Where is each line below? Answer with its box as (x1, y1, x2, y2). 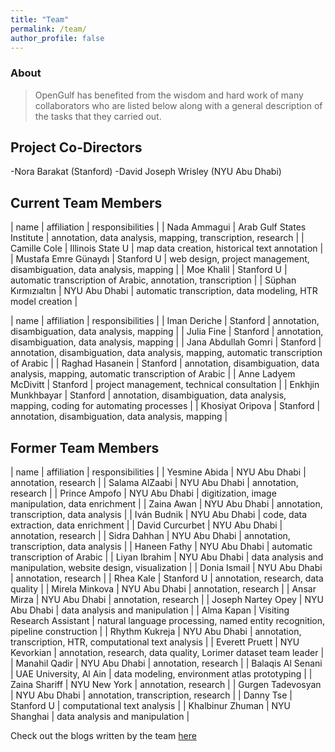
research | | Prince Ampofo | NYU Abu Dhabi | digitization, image (10, 487, 277, 500)
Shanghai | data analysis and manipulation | (10, 711, 190, 723)
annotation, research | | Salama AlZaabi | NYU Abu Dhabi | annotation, (10, 477, 299, 489)
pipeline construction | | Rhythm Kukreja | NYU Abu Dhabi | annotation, (10, 626, 302, 638)
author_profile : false (10, 33, 105, 43)
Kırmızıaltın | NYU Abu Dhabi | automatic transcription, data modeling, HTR (10, 285, 318, 297)
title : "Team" (10, 14, 70, 25)
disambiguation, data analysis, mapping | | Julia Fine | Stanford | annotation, (10, 326, 324, 338)
